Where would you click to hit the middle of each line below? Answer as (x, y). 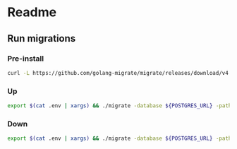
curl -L (19, 73)
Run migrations (42, 38)
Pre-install (26, 59)
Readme (32, 12)
